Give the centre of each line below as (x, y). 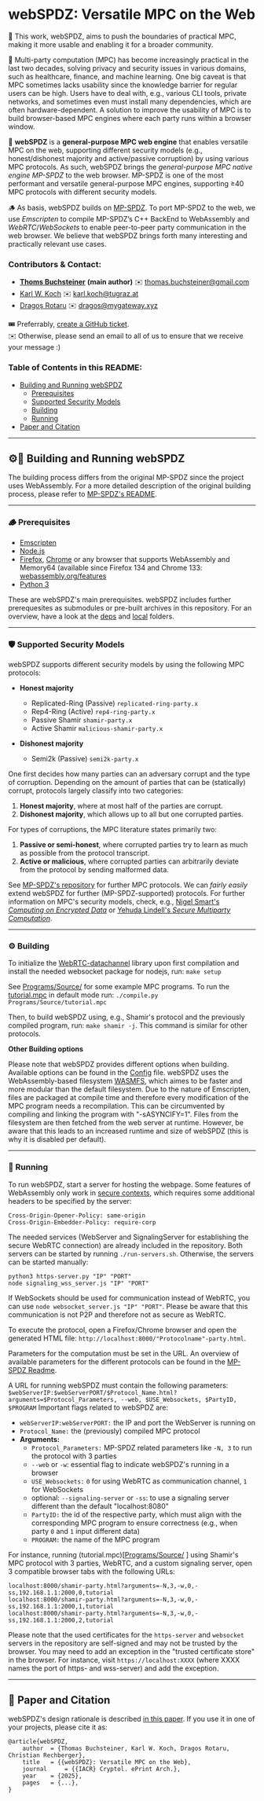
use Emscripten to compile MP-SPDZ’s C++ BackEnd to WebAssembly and (129, 218)
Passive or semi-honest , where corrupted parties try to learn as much (134, 844)
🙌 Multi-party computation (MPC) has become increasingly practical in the (128, 60)
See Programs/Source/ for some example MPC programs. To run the (119, 987)
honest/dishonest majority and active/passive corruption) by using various (128, 158)
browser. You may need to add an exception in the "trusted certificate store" (132, 1651)
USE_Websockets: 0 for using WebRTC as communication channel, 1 (139, 1481)
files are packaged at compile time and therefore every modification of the (128, 1098)
